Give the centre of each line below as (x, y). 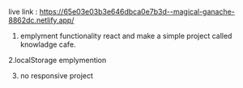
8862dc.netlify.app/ (41, 20)
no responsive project (56, 75)
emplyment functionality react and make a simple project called (126, 36)
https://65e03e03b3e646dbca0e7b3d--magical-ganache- (137, 12)
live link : (23, 12)
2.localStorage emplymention (58, 60)
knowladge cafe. (48, 44)
